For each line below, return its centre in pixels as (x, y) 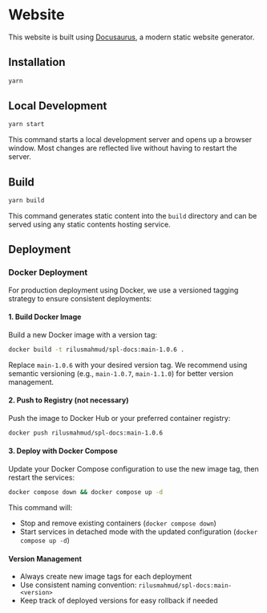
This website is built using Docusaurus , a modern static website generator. (131, 37)
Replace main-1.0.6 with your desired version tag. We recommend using (128, 365)
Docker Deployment (48, 272)
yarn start (26, 125)
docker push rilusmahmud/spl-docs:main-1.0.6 (85, 433)
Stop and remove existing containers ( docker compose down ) (118, 523)
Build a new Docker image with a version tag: (83, 334)
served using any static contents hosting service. (89, 224)
